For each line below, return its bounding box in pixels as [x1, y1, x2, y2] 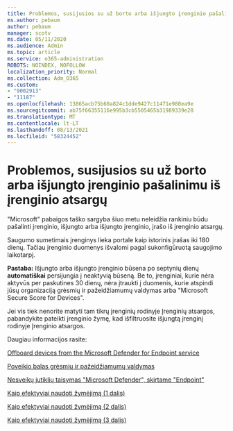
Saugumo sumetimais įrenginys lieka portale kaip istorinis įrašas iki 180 [7, 236, 210, 244]
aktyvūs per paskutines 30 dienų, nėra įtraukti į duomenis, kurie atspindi [7, 279, 214, 287]
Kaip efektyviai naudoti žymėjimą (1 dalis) [7, 389, 126, 398]
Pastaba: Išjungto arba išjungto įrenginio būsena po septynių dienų [7, 264, 199, 273]
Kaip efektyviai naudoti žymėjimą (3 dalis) [7, 416, 127, 424]
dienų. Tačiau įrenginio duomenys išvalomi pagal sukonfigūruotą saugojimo [7, 244, 223, 252]
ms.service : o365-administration [7, 56, 104, 62]
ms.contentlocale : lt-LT [7, 119, 79, 127]
